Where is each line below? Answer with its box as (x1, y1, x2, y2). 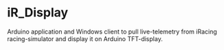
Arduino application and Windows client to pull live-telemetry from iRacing (7, 27, 218, 36)
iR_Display (7, 5, 69, 21)
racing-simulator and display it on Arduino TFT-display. (7, 34, 163, 42)
